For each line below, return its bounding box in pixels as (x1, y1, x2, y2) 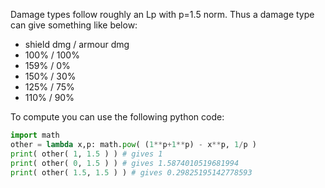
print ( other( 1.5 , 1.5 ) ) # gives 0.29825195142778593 (10, 167, 253, 178)
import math (10, 130, 60, 140)
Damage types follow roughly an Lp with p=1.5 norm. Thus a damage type (10, 9, 315, 20)
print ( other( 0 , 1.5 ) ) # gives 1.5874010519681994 (10, 158, 240, 168)
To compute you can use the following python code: (10, 111, 225, 123)
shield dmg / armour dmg (24, 39, 130, 50)
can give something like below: (10, 19, 138, 31)
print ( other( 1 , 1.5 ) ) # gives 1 (10, 149, 163, 159)
